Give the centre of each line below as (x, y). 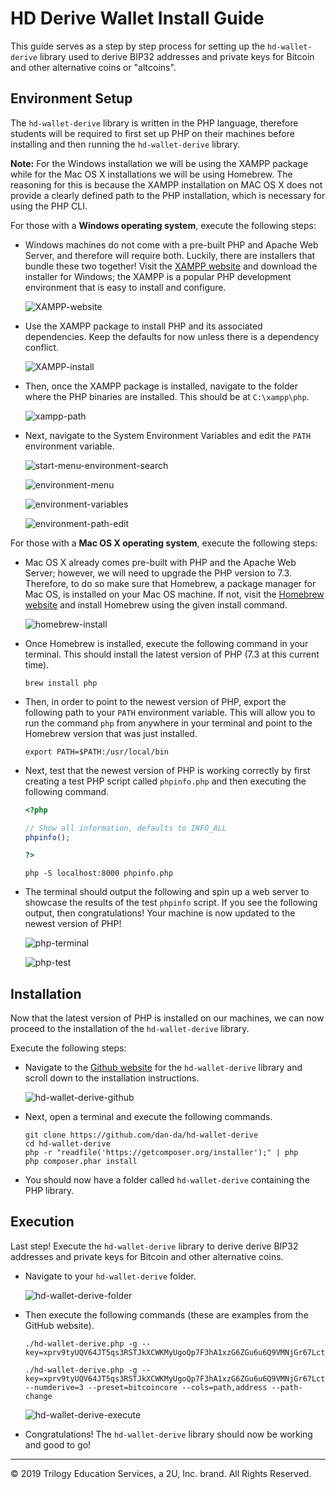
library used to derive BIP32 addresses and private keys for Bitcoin (177, 56)
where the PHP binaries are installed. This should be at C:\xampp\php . (167, 396)
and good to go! (58, 1444)
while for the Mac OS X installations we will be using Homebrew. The (151, 174)
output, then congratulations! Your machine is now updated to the (160, 913)
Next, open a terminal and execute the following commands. (148, 1117)
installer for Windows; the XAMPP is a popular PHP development (158, 276)
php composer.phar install (81, 1162)
